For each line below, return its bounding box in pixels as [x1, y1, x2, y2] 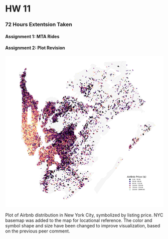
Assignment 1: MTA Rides [5, 33, 60, 39]
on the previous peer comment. [5, 228, 70, 234]
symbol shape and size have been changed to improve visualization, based [5, 222, 160, 228]
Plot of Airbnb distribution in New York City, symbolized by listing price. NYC [5, 212, 163, 218]
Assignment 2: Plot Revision [5, 45, 65, 51]
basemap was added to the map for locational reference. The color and [5, 217, 152, 223]
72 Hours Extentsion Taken [5, 21, 73, 28]
